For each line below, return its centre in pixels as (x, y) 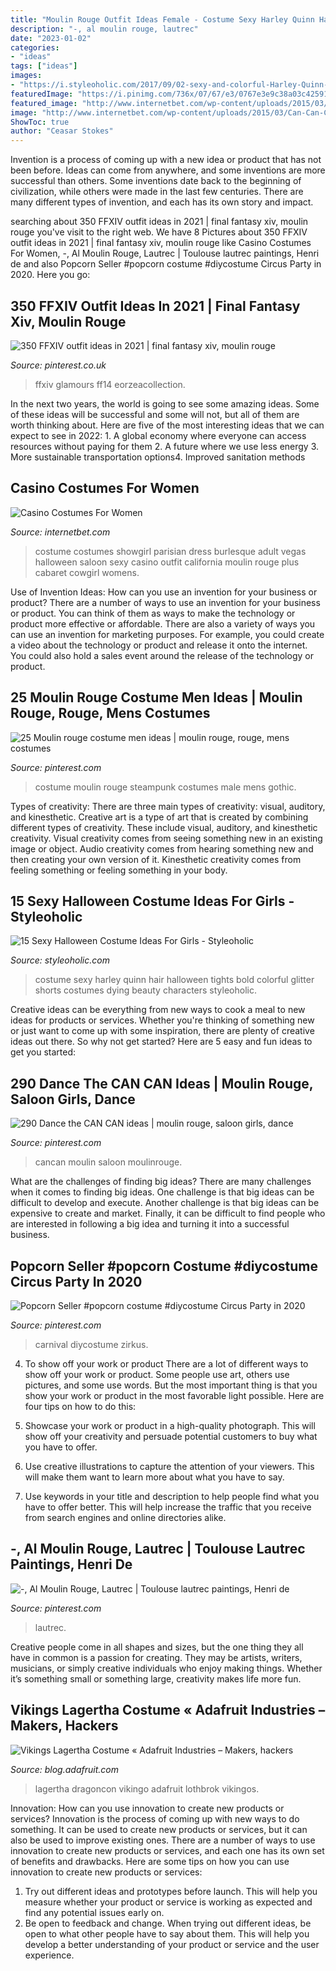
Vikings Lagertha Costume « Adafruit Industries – (168, 1710)
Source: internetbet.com (60, 532)
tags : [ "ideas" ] (44, 66)
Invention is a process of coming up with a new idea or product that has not (166, 160)
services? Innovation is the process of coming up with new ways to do (155, 1818)
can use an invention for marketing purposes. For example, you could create (167, 634)
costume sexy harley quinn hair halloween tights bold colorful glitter (174, 980)
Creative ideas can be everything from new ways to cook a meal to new (158, 1010)
